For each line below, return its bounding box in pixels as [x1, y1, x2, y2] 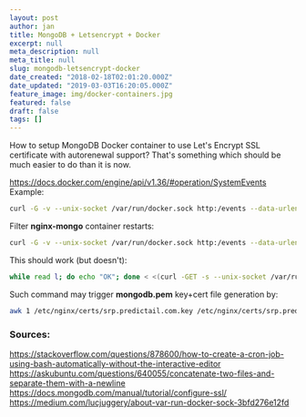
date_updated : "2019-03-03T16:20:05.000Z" [9, 81, 173, 90]
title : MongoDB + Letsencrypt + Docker [9, 30, 161, 39]
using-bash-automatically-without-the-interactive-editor [9, 358, 221, 369]
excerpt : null [9, 38, 64, 48]
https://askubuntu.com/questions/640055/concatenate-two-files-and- [9, 368, 275, 379]
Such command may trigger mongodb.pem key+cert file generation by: [9, 289, 279, 300]
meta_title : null [9, 56, 76, 65]
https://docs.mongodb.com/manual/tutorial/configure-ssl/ [9, 387, 228, 398]
